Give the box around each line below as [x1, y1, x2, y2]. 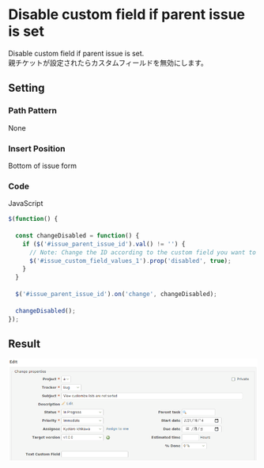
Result [8, 337, 41, 350]
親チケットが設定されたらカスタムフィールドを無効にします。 [8, 58, 208, 67]
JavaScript [8, 199, 43, 208]
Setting [8, 82, 45, 95]
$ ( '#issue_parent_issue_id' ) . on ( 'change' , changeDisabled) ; [15, 291, 217, 299]
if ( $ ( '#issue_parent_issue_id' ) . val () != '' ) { [22, 240, 186, 248]
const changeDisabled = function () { [15, 231, 140, 239]
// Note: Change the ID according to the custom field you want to [28, 248, 257, 257]
